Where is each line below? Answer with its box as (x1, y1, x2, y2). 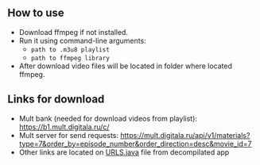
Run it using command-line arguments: (18, 36, 146, 45)
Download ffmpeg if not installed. (18, 27, 129, 36)
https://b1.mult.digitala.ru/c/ (18, 122, 110, 132)
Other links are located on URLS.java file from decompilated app (18, 147, 230, 157)
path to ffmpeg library (30, 54, 111, 62)
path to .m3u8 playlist (30, 45, 111, 54)
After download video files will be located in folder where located (18, 61, 232, 71)
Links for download (7, 93, 105, 106)
